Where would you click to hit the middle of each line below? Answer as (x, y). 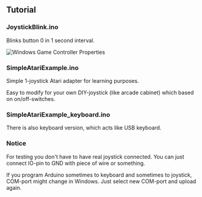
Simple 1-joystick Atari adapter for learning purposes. (73, 80)
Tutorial (21, 10)
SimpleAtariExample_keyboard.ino (58, 114)
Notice (16, 143)
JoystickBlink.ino (32, 27)
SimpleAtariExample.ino (42, 68)
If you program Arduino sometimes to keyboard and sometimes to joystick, (99, 175)
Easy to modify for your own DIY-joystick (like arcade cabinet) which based (100, 92)
